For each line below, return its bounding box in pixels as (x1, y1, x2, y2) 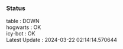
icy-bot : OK (6, 30, 35, 37)
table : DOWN (6, 18, 40, 25)
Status (6, 4, 25, 12)
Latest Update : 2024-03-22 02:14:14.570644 (6, 37, 117, 44)
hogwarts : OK (6, 24, 41, 31)
